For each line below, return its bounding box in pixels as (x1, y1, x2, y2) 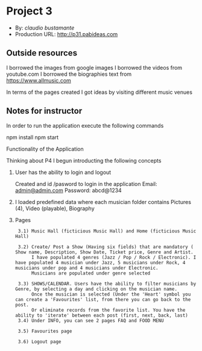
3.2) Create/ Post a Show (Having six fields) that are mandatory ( (17, 244, 194, 250)
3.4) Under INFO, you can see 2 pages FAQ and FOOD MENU (17, 317, 164, 323)
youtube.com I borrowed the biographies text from (6, 70, 132, 78)
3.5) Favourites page (17, 328, 72, 334)
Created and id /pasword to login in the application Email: (14, 180, 158, 187)
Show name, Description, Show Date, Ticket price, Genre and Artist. (14, 249, 194, 255)
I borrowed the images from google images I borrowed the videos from (6, 64, 183, 71)
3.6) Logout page (17, 338, 62, 344)
